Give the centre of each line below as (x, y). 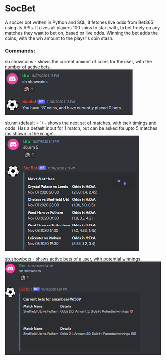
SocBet (20, 9)
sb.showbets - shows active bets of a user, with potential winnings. (73, 259)
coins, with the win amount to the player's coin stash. (59, 38)
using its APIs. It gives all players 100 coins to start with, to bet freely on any (83, 27)
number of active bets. (28, 67)
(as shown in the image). (30, 134)
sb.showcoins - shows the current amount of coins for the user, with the (79, 62)
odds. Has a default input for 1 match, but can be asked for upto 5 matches (81, 128)
